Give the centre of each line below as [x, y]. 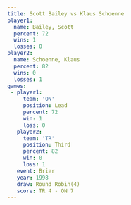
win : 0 [32, 158]
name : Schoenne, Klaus [47, 60]
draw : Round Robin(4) [48, 184]
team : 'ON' [39, 99]
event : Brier [36, 171]
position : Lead [45, 106]
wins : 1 [25, 40]
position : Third [47, 145]
